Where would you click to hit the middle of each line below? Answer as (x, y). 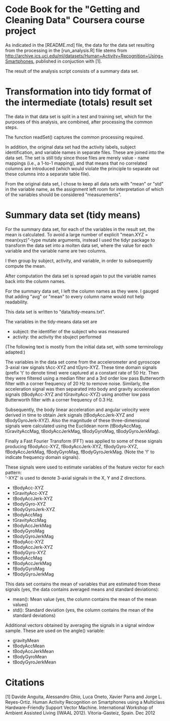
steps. (12, 127)
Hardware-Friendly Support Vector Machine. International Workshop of (79, 707)
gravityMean (26, 640)
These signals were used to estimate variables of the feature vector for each (85, 467)
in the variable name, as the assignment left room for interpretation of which (84, 189)
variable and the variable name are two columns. (56, 250)
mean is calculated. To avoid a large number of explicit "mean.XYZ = (77, 234)
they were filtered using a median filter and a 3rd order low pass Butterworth (85, 378)
